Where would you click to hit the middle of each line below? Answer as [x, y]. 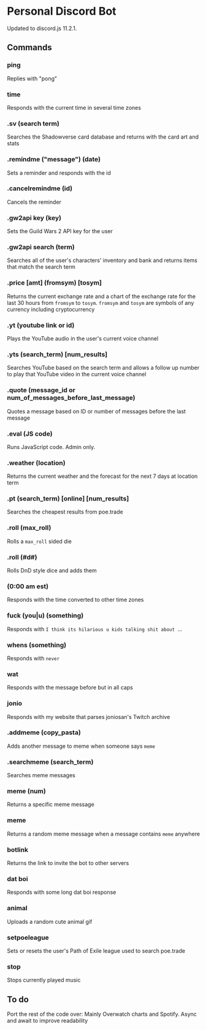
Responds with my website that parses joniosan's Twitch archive [89, 717]
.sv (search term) [33, 123]
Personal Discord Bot [62, 11]
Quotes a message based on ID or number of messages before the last [97, 411]
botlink [17, 850]
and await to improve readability [48, 1021]
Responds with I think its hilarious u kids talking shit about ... [95, 629]
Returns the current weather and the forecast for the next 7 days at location [102, 476]
